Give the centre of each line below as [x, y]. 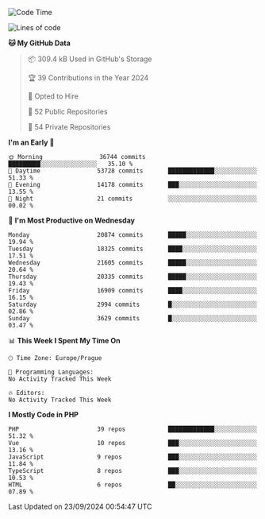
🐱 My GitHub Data [40, 43]
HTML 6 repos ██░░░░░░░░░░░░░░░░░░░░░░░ [133, 485]
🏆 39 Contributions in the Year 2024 [88, 78]
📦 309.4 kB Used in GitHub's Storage [90, 59]
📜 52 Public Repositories [68, 112]
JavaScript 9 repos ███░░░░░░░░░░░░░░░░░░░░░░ [133, 457]
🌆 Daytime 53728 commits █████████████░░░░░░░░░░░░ [133, 171]
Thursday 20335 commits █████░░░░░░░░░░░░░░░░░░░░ [133, 277]
